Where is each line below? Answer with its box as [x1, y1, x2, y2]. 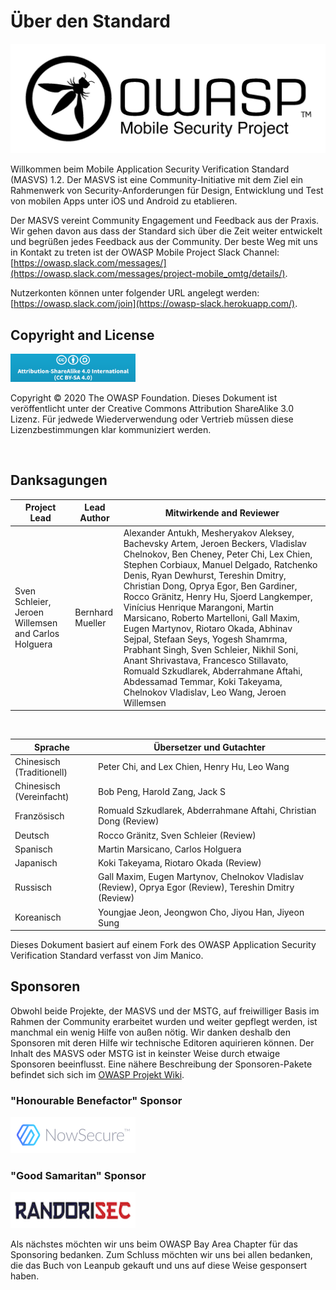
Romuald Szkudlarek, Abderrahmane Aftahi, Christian [98, 805, 317, 817]
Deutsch [14, 829, 50, 841]
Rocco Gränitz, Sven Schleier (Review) [98, 829, 257, 841]
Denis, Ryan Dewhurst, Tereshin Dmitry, [123, 569, 287, 581]
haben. [10, 1270, 40, 1282]
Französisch [14, 810, 65, 822]
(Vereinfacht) [14, 791, 70, 803]
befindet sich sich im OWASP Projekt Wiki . [10, 1068, 185, 1080]
